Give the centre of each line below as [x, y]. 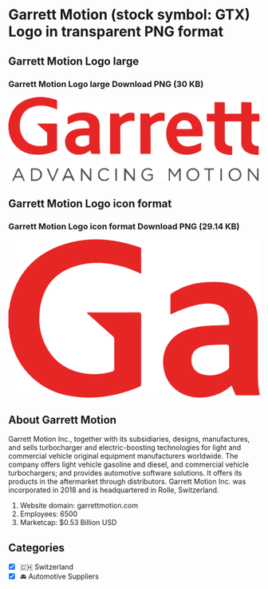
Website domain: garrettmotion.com [79, 506]
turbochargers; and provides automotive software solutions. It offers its [125, 473]
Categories [37, 548]
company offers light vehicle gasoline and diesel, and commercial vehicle [129, 464]
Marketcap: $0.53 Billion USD [68, 523]
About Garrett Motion [63, 420]
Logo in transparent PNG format [116, 32]
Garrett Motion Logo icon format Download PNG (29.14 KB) [124, 226]
